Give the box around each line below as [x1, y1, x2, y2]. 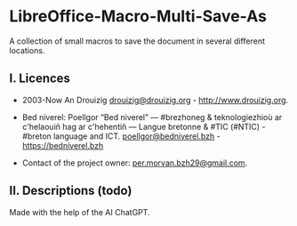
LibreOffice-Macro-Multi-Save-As [9, 6, 267, 27]
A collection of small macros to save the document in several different [9, 36, 265, 46]
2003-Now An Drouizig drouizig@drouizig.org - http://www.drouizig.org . [21, 94, 289, 105]
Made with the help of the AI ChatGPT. [9, 206, 150, 217]
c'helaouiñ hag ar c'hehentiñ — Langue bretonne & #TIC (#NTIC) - [21, 121, 266, 132]
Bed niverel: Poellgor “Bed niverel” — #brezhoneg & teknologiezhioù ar [21, 111, 283, 122]
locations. [9, 44, 45, 55]
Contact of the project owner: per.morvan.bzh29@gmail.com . [21, 157, 248, 168]
